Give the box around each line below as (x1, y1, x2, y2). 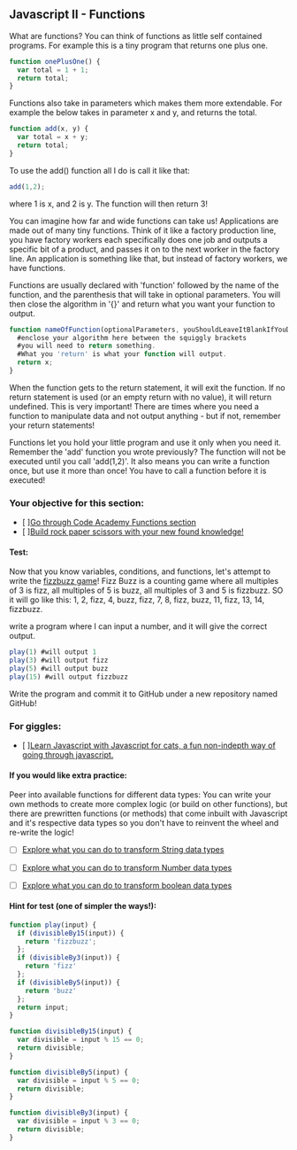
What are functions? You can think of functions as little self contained (9, 30, 263, 41)
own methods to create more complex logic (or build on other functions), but (9, 799, 288, 810)
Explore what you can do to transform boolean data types (21, 880, 232, 890)
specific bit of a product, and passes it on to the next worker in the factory (9, 244, 280, 254)
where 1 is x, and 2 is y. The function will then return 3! (9, 198, 209, 209)
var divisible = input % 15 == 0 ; (17, 1036, 144, 1045)
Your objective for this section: (9, 496, 144, 509)
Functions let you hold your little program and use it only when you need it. (9, 437, 281, 447)
